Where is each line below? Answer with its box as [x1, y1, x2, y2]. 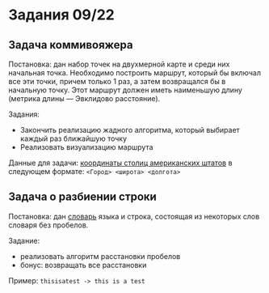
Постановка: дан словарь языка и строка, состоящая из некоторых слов [8, 211, 260, 221]
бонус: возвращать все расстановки [19, 260, 147, 270]
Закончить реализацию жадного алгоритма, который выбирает [19, 125, 240, 134]
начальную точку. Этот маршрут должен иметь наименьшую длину [8, 85, 242, 95]
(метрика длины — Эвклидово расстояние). [8, 94, 161, 103]
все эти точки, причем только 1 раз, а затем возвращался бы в [8, 77, 226, 86]
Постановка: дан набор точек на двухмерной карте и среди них [8, 59, 230, 69]
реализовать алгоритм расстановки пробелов [19, 251, 181, 261]
